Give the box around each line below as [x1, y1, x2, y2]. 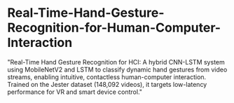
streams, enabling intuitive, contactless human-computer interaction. [7, 72, 207, 81]
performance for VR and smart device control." [7, 88, 142, 96]
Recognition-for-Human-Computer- [7, 20, 221, 36]
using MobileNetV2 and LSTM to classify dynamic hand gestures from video [7, 65, 228, 74]
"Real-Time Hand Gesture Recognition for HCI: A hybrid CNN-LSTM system [7, 57, 226, 66]
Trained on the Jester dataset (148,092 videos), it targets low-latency [7, 80, 207, 88]
